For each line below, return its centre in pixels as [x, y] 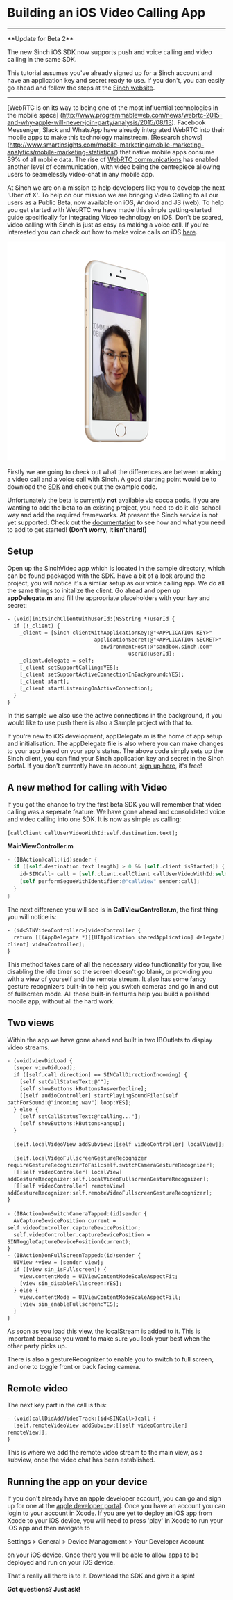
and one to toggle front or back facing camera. [74, 1366]
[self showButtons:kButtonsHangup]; [73, 1123]
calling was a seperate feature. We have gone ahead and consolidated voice [116, 811]
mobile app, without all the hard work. [61, 1001]
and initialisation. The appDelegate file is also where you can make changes [115, 743]
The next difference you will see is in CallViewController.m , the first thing [113, 910]
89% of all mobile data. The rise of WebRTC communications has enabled [113, 159]
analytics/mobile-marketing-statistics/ [62, 152]
